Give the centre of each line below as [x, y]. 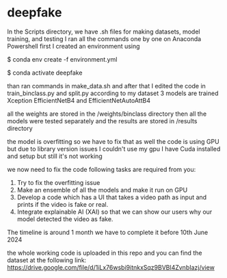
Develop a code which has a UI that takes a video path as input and [112, 197]
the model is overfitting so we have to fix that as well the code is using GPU [113, 141]
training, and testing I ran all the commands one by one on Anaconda [104, 38]
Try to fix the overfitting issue [58, 182]
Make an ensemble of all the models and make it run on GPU [102, 190]
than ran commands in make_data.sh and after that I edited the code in [107, 86]
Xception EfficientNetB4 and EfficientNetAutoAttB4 [79, 100]
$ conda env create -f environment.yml [62, 59]
